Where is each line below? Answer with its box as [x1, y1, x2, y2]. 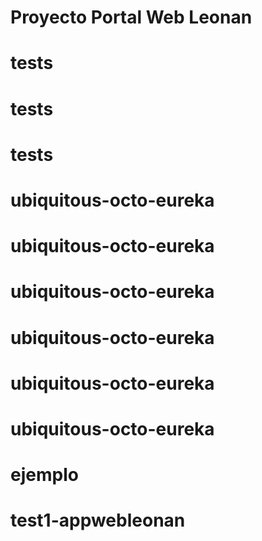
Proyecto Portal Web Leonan [10, 6, 253, 29]
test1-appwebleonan [10, 509, 186, 532]
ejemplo [10, 464, 79, 486]
